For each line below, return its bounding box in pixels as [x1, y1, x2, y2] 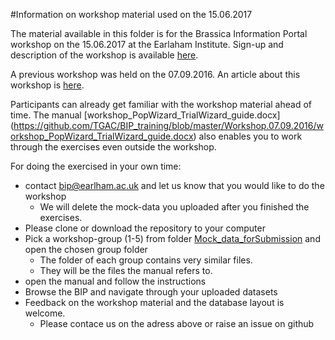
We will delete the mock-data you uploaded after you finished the [39, 201, 310, 213]
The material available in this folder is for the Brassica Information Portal [10, 28, 308, 39]
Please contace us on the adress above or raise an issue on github [39, 318, 315, 329]
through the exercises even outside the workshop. [10, 141, 217, 153]
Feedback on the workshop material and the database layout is [24, 297, 285, 308]
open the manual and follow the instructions [24, 275, 207, 287]
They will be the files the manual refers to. [39, 265, 213, 276]
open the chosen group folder [24, 244, 148, 255]
